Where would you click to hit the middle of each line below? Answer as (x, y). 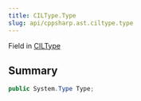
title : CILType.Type (43, 16)
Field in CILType (35, 45)
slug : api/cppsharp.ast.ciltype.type (71, 23)
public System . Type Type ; (51, 89)
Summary (33, 70)
